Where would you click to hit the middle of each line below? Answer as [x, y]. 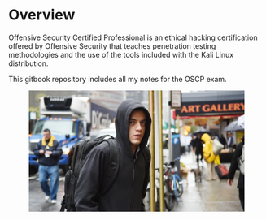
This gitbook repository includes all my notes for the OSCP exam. [118, 79]
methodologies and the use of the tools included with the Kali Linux [121, 54]
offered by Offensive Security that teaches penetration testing [112, 45]
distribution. [28, 63]
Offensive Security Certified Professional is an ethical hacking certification [133, 37]
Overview [42, 15]
